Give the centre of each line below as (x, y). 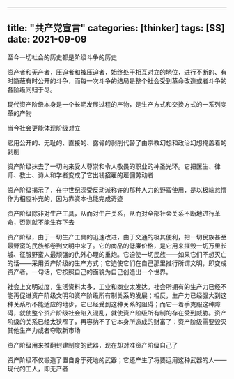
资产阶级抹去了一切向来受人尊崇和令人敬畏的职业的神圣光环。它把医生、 (111, 166)
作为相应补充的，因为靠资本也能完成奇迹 (65, 198)
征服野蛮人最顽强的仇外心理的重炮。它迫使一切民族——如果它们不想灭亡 (123, 254)
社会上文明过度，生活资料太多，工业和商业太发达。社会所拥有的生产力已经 (114, 286)
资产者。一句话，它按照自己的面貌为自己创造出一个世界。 (89, 272)
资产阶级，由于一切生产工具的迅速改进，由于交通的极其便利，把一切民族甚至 (117, 237)
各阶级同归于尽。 (32, 89)
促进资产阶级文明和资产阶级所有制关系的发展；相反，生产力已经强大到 (120, 295)
